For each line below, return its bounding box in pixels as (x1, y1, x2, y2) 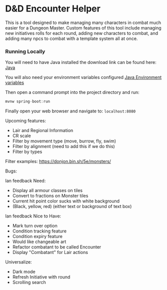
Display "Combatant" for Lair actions (12, 249, 88, 255)
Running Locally (5, 48, 45, 55)
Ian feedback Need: (5, 178, 46, 184)
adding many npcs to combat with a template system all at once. (5, 35, 138, 41)
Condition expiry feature (12, 233, 62, 239)
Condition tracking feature (12, 228, 66, 234)
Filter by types (12, 148, 42, 155)
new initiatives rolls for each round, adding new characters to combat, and (5, 30, 158, 36)
